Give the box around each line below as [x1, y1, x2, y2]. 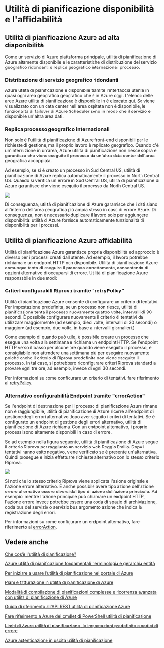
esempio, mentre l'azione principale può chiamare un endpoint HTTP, [5, 494, 145, 499]
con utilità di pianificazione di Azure [5, 594, 77, 600]
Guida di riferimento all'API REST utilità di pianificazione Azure [5, 603, 130, 609]
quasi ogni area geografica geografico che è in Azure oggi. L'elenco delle [5, 93, 153, 99]
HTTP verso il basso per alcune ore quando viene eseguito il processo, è [5, 344, 152, 350]
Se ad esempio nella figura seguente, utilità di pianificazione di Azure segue [5, 439, 158, 445]
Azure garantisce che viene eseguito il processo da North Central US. [5, 182, 145, 189]
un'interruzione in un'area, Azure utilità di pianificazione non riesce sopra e [5, 147, 157, 153]
